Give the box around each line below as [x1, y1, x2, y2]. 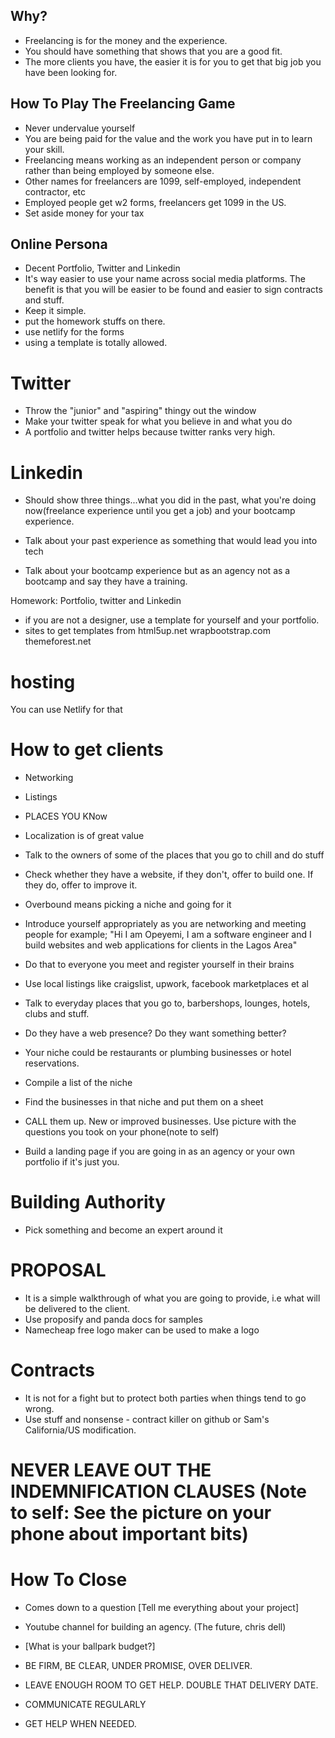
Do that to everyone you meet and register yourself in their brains [24, 959, 295, 971]
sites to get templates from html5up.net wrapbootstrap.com [24, 625, 271, 637]
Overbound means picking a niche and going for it [24, 899, 232, 911]
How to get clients [10, 739, 164, 761]
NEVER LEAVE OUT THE [10, 1459, 212, 1482]
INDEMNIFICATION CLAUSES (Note [10, 1480, 307, 1503]
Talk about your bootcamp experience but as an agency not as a [24, 565, 291, 577]
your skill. [24, 143, 65, 155]
